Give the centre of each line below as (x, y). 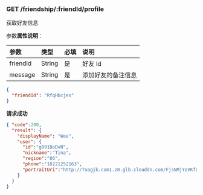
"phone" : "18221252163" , (52, 164)
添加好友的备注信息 (110, 75)
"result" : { (27, 130)
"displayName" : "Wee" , (46, 136)
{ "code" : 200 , (24, 125)
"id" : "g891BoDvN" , (45, 147)
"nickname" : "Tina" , (47, 153)
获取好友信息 (22, 23)
